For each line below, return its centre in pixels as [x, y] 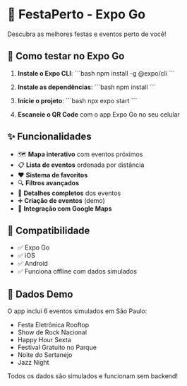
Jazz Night [33, 363]
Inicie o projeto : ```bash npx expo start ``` [77, 100]
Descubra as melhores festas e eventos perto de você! [87, 34]
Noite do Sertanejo [45, 355]
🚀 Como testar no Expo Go [66, 56]
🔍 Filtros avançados [48, 182]
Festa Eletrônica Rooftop [53, 325]
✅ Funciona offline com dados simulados [77, 271]
